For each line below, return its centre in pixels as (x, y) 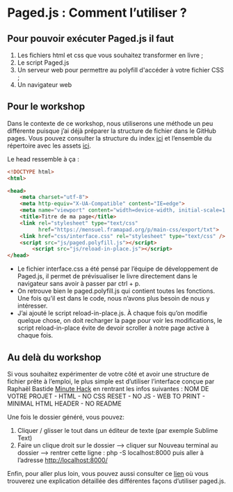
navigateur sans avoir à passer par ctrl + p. (79, 284)
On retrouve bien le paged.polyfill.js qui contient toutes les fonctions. (116, 291)
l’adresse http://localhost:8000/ (62, 460)
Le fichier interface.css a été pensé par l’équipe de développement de (118, 269)
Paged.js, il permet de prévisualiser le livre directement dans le (107, 276)
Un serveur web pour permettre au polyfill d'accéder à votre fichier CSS (120, 70)
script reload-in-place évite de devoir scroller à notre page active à (113, 328)
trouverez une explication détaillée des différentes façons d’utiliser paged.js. (116, 481)
